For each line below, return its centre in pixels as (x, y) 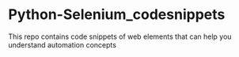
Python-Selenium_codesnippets (117, 15)
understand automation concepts (63, 44)
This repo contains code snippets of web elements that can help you (120, 36)
